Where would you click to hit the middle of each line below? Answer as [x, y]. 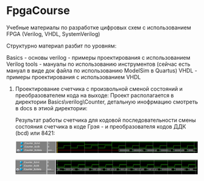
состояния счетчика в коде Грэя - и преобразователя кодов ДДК [100, 126]
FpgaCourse [38, 11]
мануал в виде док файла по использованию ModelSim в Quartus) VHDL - [102, 70]
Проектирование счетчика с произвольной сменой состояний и [99, 88]
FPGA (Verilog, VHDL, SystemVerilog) [53, 34]
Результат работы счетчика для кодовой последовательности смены [105, 120]
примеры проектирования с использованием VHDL [74, 77]
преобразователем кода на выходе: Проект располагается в [94, 95]
